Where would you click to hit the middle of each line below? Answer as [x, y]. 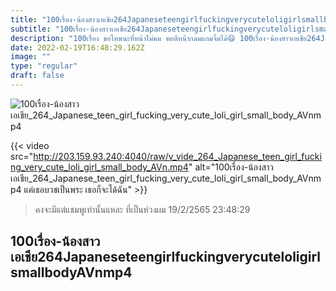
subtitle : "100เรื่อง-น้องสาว [61, 29]
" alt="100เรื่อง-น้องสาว [231, 167]
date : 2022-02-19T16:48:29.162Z [77, 47]
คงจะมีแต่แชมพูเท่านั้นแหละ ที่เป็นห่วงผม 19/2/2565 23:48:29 [142, 209]
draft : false [37, 76]
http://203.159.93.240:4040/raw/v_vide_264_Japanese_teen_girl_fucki [177, 156]
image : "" [31, 57]
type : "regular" [44, 66]
